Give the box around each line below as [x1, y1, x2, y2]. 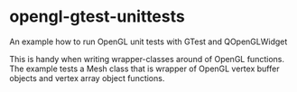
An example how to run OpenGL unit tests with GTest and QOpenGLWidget [9, 36, 288, 47]
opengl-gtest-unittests [9, 6, 185, 27]
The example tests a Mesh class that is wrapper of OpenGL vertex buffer [9, 63, 280, 74]
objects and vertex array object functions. [9, 72, 165, 83]
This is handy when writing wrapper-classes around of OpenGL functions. [9, 53, 284, 64]
